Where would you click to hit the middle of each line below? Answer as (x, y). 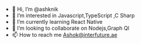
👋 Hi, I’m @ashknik (35, 9)
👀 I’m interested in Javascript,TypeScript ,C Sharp (73, 15)
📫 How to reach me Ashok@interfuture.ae (64, 35)
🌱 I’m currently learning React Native (57, 22)
